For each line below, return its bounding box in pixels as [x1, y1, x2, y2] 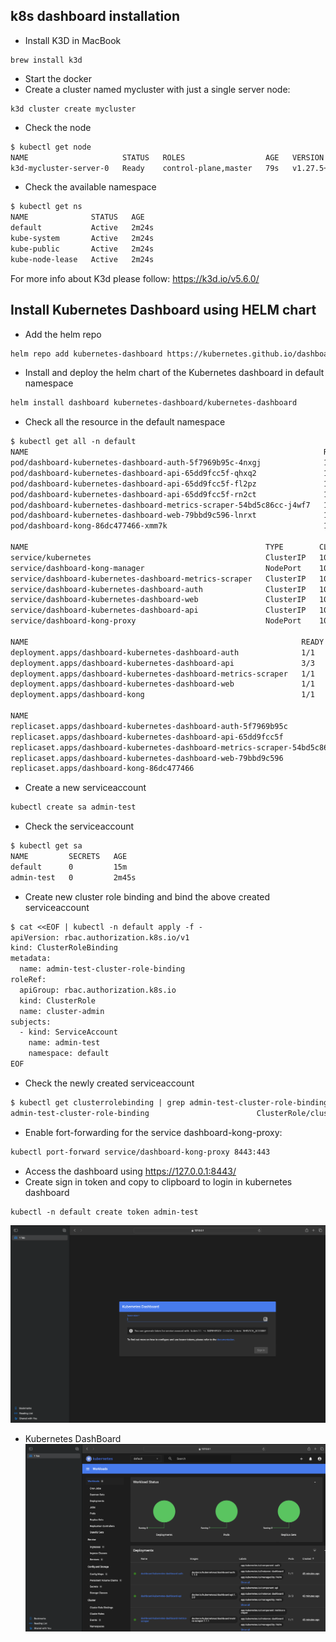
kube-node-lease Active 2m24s [10, 254, 155, 264]
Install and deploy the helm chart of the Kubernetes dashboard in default [24, 367, 325, 379]
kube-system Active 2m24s [10, 234, 155, 244]
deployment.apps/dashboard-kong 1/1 [10, 690, 315, 700]
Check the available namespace [24, 181, 157, 193]
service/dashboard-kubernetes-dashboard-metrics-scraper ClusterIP [10, 574, 307, 584]
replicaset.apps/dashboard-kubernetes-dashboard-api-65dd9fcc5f [10, 732, 284, 742]
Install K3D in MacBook [24, 34, 122, 46]
